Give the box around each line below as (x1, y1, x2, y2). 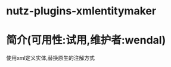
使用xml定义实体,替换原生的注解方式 (6, 54, 95, 62)
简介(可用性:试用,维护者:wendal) (6, 33, 166, 47)
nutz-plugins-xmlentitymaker (6, 4, 157, 18)
